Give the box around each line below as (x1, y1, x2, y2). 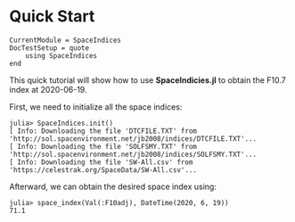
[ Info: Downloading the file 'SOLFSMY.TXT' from (9, 142, 198, 151)
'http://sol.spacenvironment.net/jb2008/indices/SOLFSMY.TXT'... (9, 150, 257, 159)
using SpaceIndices (25, 51, 98, 60)
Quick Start (9, 6, 95, 27)
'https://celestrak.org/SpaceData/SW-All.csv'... (9, 165, 198, 175)
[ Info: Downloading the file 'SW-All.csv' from (9, 158, 193, 167)
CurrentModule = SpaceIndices (9, 36, 122, 45)
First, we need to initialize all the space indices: (9, 101, 183, 112)
